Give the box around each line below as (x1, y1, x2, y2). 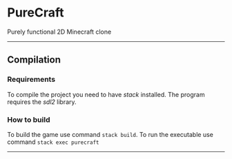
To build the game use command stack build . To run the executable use (7, 130, 214, 138)
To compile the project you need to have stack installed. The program (7, 90, 205, 98)
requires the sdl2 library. (7, 98, 77, 106)
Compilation (7, 54, 61, 66)
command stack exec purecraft (7, 138, 99, 146)
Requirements (7, 74, 56, 84)
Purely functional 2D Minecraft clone (7, 28, 112, 36)
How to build (7, 115, 50, 125)
